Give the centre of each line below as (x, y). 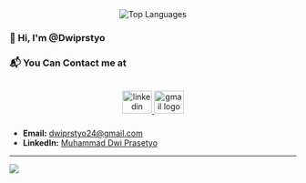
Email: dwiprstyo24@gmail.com (82, 133)
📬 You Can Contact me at (68, 63)
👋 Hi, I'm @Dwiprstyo (57, 37)
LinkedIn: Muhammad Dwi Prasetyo (90, 143)
